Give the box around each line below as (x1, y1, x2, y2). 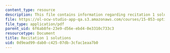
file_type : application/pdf (5, 21, 65, 27)
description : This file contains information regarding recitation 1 (5, 12, 155, 17)
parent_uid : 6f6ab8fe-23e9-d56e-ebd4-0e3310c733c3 (5, 26, 114, 31)
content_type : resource (5, 7, 56, 13)
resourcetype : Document (5, 31, 56, 36)
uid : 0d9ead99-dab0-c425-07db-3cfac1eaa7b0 (5, 40, 99, 45)
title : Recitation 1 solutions (5, 36, 71, 41)
